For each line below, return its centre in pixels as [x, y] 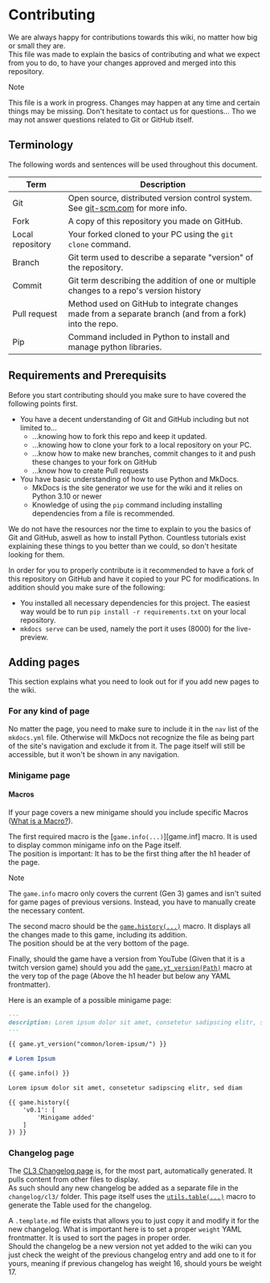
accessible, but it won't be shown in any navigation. [94, 754]
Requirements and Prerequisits [88, 376]
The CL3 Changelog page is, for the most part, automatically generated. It [131, 1170]
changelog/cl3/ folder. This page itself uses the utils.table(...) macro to [132, 1196]
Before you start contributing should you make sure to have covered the [127, 395]
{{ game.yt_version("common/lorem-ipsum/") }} [88, 1045]
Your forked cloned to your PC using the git [151, 234]
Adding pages [44, 662]
